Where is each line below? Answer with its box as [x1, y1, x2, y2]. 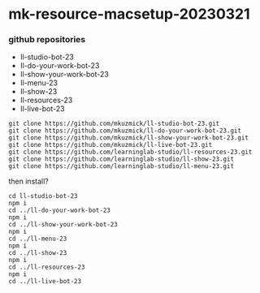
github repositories [8, 34, 86, 45]
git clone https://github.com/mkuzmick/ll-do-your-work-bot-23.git [8, 127, 242, 135]
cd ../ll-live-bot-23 [8, 278, 82, 286]
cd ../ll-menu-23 [8, 235, 67, 243]
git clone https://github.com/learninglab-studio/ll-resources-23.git [8, 148, 253, 157]
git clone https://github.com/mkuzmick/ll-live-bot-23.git [8, 141, 213, 149]
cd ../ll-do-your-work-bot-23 [8, 206, 111, 215]
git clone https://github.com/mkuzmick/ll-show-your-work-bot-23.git [8, 134, 249, 142]
